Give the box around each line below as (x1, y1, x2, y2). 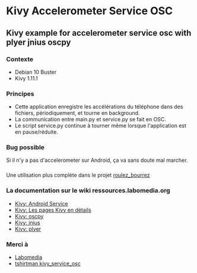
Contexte (6, 55, 34, 63)
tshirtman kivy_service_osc (14, 260, 81, 267)
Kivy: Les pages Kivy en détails (14, 206, 92, 214)
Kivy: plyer (14, 225, 42, 233)
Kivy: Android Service (14, 200, 68, 207)
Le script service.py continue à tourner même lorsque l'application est (14, 122, 187, 129)
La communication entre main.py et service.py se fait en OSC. (14, 116, 166, 123)
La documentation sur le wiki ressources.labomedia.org (6, 186, 170, 194)
